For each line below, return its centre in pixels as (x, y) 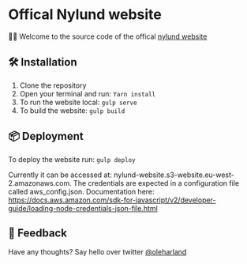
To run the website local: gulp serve (78, 102)
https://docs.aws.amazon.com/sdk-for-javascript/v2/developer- (112, 200)
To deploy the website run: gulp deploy (72, 159)
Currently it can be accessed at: (60, 175)
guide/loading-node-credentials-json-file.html (83, 208)
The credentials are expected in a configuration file (156, 183)
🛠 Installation (43, 62)
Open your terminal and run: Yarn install (88, 93)
